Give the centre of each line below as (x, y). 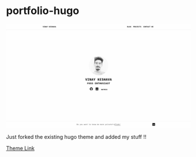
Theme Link (21, 148)
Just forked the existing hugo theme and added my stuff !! (76, 137)
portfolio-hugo (43, 11)
